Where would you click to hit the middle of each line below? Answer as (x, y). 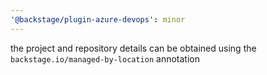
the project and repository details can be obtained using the (133, 48)
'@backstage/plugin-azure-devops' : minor (98, 19)
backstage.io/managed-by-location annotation (105, 58)
